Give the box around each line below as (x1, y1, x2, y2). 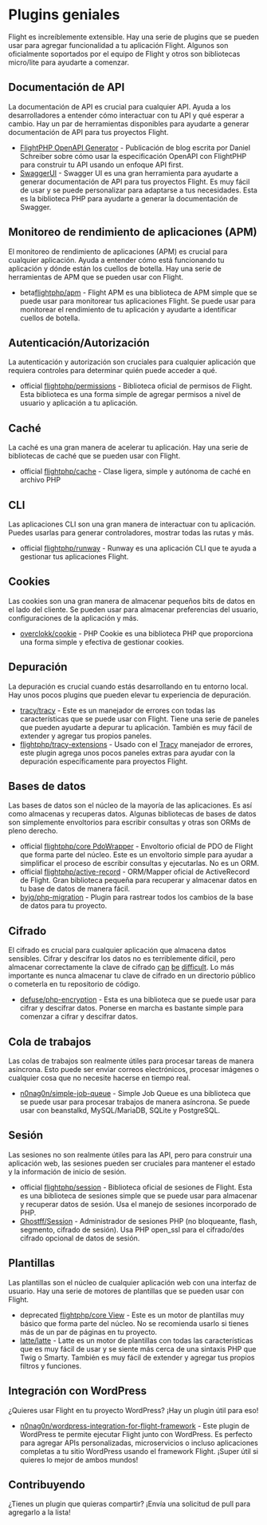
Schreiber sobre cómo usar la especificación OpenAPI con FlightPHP (19, 151, 247, 161)
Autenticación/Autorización (8, 336, 150, 349)
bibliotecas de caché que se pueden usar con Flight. (8, 451, 181, 461)
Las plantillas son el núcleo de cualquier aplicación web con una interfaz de (8, 1277, 257, 1287)
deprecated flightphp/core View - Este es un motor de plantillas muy (19, 1310, 245, 1320)
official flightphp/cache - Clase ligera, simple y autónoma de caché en (19, 467, 251, 476)
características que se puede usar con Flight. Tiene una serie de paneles (19, 713, 260, 724)
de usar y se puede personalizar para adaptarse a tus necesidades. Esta (19, 185, 257, 195)
